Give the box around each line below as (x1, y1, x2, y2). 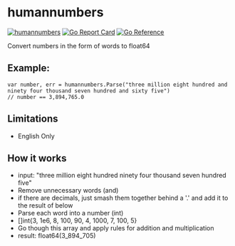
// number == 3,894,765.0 (7, 93, 84, 100)
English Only (17, 132, 55, 140)
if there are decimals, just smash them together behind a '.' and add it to (17, 193, 229, 203)
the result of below (17, 201, 73, 210)
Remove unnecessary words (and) (17, 186, 119, 195)
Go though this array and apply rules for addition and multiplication (17, 224, 214, 232)
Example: (7, 62, 50, 75)
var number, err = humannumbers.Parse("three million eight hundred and (7, 81, 228, 88)
